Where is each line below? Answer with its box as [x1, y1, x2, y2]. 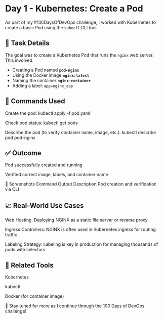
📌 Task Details [5, 39, 50, 47]
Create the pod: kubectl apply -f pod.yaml [5, 110, 90, 116]
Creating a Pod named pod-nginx [12, 67, 80, 73]
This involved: [5, 57, 34, 63]
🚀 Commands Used [5, 97, 65, 105]
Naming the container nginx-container [12, 77, 91, 83]
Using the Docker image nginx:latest [12, 72, 90, 78]
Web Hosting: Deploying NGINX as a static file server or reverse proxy [5, 217, 148, 223]
